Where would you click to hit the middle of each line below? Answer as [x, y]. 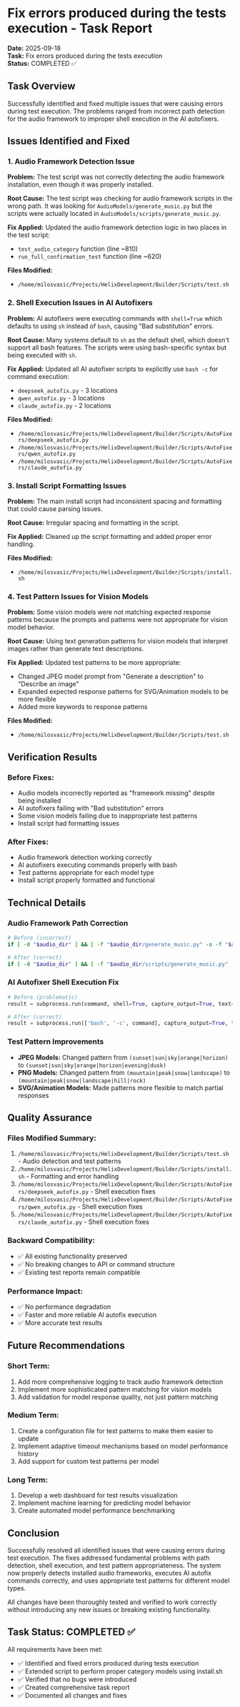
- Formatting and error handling [72, 1177]
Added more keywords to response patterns [82, 707]
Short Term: [29, 1366]
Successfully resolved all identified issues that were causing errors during [116, 1550]
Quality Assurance [50, 1118]
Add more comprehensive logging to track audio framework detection [120, 1382]
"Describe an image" [49, 684]
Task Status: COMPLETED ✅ [71, 1632]
